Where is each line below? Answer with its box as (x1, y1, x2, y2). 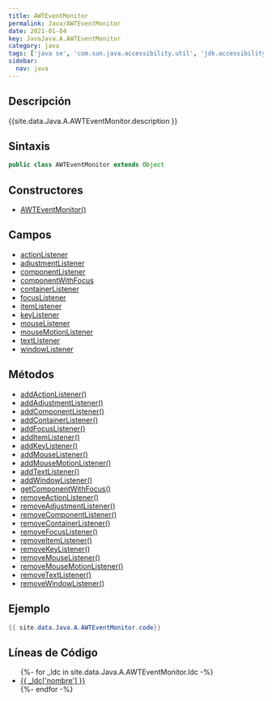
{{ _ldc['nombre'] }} (19, 676, 86, 686)
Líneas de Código (8, 645, 99, 660)
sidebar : (8, 57, 38, 66)
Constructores (8, 183, 83, 197)
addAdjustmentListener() (19, 397, 104, 407)
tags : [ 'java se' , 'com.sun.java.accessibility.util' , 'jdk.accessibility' (8, 49, 270, 57)
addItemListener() (19, 432, 80, 442)
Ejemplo (8, 602, 50, 616)
